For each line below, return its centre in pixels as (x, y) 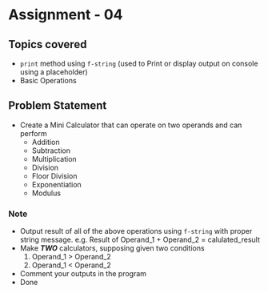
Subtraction (51, 151)
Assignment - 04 (66, 15)
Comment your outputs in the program (83, 274)
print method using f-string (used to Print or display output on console (139, 63)
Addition (46, 142)
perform (33, 133)
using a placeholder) (54, 72)
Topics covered (48, 44)
